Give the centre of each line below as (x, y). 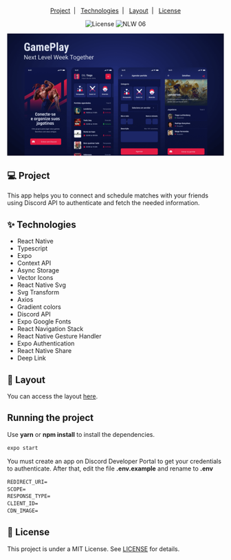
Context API (34, 263)
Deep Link (31, 358)
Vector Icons (35, 278)
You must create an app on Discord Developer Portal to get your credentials (114, 461)
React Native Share (44, 351)
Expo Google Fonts (44, 322)
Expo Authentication (46, 343)
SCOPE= (16, 489)
